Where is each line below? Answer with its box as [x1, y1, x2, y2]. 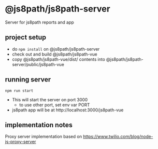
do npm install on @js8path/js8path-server [12, 46, 100, 52]
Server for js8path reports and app [5, 19, 74, 25]
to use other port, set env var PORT [19, 102, 90, 108]
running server [5, 76, 51, 84]
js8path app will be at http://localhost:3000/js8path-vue [12, 107, 124, 113]
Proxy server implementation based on [5, 134, 82, 139]
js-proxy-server [5, 139, 36, 145]
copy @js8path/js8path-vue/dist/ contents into [12, 56, 105, 62]
